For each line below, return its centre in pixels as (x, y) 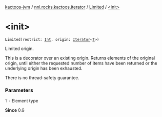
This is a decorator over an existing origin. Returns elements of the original (80, 58)
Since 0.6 (15, 110)
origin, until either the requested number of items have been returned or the (81, 63)
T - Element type (22, 101)
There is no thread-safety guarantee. (42, 78)
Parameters (19, 90)
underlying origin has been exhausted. (44, 68)
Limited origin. (20, 49)
